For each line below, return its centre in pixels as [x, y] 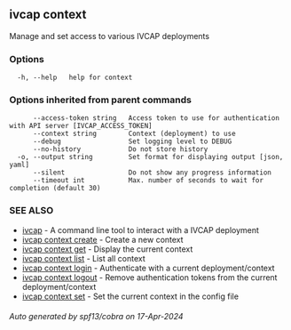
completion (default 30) [55, 189]
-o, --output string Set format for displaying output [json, [150, 157]
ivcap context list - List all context [83, 258]
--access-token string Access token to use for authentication [156, 118]
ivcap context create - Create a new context [102, 239]
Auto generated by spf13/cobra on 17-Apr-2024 [96, 317]
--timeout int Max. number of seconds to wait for [148, 181]
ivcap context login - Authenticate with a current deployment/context [148, 268]
